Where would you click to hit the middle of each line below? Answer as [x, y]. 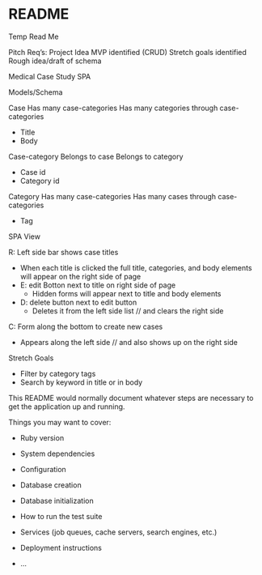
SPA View [24, 236]
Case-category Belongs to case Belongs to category [96, 156]
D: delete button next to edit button [78, 302]
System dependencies [57, 454]
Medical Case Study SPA [50, 76]
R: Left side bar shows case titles [63, 252]
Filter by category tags [58, 373]
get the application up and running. [67, 407]
